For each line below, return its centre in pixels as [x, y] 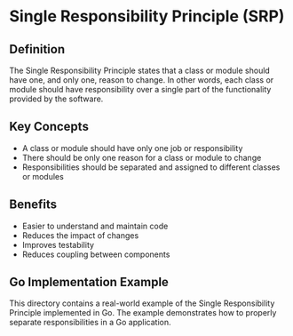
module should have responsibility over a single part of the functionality [140, 89]
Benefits [33, 205]
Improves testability [58, 244]
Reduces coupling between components [96, 254]
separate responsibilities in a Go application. [90, 323]
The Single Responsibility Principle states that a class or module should [140, 70]
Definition [37, 49]
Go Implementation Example [89, 282]
